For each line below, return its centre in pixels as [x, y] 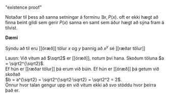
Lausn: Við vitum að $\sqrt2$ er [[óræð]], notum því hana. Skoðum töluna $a [85, 58]
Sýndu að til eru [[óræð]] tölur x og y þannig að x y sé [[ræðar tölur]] [75, 48]
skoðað [13, 74]
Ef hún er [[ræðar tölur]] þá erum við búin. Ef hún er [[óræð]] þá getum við [82, 69]
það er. [13, 90]
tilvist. [11, 28]
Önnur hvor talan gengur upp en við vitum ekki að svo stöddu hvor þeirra [81, 85]
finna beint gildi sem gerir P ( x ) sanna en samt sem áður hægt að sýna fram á [85, 22]
